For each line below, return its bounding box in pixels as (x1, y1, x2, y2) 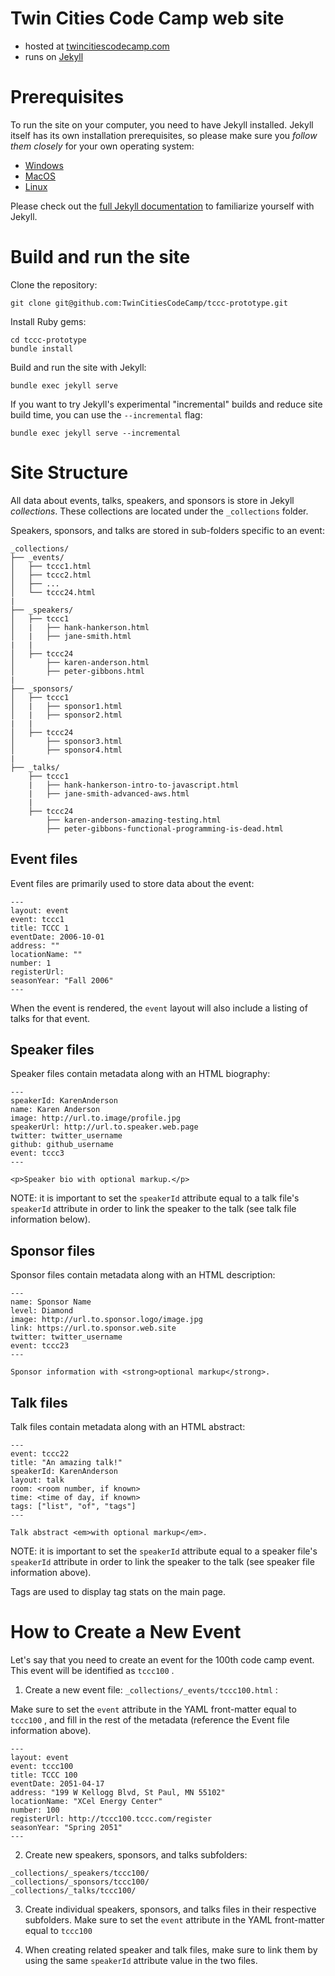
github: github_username (10, 1140, 114, 1150)
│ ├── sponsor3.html (10, 736, 123, 746)
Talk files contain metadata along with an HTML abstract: (10, 1421, 246, 1432)
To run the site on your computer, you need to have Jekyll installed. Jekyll (10, 118, 314, 131)
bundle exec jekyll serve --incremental (10, 428, 182, 438)
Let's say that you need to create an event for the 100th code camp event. (10, 1653, 315, 1666)
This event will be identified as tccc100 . (10, 1664, 175, 1676)
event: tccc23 (10, 1341, 70, 1351)
